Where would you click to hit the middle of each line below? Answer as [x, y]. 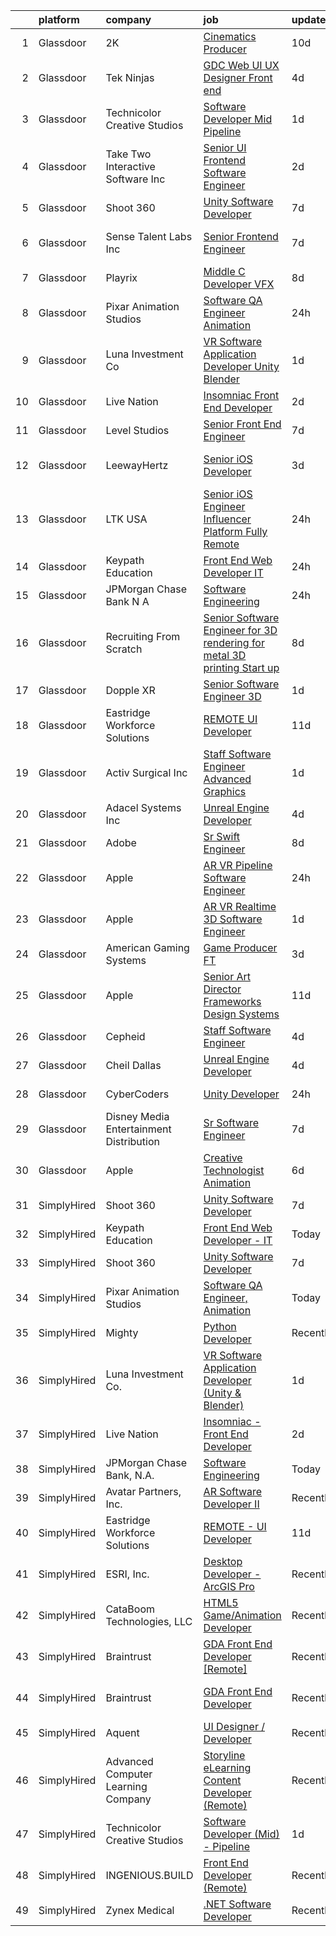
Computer [129, 1774]
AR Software [233, 1491]
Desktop [223, 1561]
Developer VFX [239, 284]
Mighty [122, 1332]
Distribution [132, 1141]
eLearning [227, 1767]
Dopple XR [130, 690]
